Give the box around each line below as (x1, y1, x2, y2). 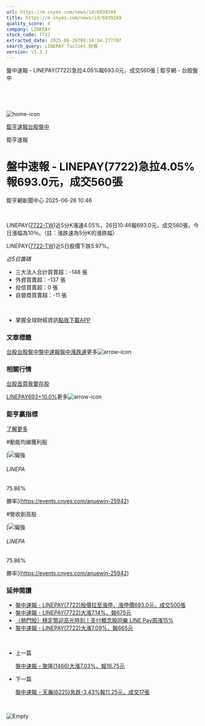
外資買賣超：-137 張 (15, 276, 66, 283)
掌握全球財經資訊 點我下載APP (15, 316, 91, 323)
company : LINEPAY (6, 26, 51, 33)
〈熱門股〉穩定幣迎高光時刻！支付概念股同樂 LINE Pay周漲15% (15, 617, 174, 624)
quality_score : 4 (6, 20, 51, 26)
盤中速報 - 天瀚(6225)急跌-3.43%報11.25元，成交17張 (15, 689, 150, 696)
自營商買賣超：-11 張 (15, 291, 67, 298)
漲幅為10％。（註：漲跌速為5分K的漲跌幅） (11, 229, 118, 236)
